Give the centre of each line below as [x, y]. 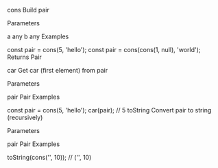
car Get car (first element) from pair [58, 70]
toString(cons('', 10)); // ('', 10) [49, 157]
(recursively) [25, 117]
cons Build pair [28, 10]
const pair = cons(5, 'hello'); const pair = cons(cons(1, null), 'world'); [104, 50]
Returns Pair [25, 57]
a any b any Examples [38, 36]
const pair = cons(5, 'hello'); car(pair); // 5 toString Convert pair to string [109, 110]
